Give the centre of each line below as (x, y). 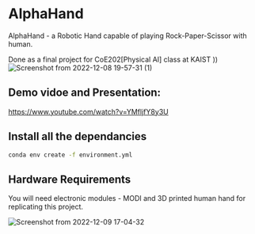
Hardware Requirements (70, 179)
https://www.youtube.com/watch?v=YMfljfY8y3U (88, 111)
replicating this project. (46, 207)
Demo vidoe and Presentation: (84, 93)
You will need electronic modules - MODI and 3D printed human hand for (127, 198)
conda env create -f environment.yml (70, 155)
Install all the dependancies (78, 136)
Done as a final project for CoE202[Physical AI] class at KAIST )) (113, 59)
